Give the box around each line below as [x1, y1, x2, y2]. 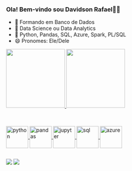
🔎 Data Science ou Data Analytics [14, 25, 96, 32]
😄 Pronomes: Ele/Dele [14, 38, 69, 45]
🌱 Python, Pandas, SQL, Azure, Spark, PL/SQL [14, 31, 126, 38]
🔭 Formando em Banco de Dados [14, 19, 95, 26]
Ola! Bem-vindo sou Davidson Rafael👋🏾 [6, 5, 121, 14]
